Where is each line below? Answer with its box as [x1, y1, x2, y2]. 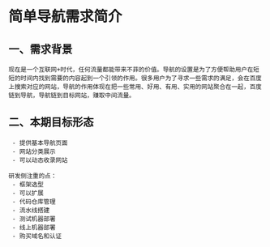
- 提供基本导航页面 [11, 138, 68, 147]
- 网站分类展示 [11, 147, 56, 155]
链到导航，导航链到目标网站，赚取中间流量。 [8, 92, 135, 100]
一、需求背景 [8, 42, 73, 56]
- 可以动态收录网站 [11, 155, 68, 164]
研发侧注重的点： [8, 172, 58, 180]
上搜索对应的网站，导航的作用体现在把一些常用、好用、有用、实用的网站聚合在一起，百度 [8, 83, 262, 91]
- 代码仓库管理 [11, 198, 56, 206]
